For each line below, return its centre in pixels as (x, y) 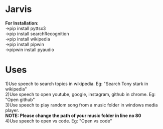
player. (12, 110)
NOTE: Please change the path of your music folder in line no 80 (73, 115)
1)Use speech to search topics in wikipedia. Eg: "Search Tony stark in (77, 83)
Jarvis (19, 9)
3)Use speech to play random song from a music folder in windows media (81, 105)
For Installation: (22, 23)
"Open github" (20, 99)
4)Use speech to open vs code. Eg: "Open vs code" (59, 120)
